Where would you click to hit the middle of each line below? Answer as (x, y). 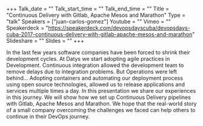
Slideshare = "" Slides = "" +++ (45, 41)
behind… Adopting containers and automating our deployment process (95, 78)
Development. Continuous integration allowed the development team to (95, 65)
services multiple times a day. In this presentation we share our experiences (101, 91)
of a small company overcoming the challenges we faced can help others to (101, 110)
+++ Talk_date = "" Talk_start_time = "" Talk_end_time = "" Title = (88, 9)
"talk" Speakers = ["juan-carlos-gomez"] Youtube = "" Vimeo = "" (88, 21)
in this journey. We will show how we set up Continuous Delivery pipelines (98, 97)
